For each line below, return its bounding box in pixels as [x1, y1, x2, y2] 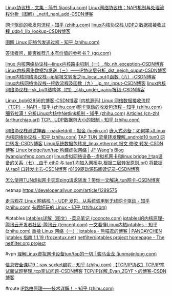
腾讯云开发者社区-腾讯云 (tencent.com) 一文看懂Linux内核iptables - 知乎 [5, 222, 158, 227]
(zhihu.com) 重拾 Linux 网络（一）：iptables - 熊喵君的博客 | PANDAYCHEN [5, 228, 162, 234]
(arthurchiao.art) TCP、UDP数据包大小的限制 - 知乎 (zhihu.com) [5, 117, 140, 123]
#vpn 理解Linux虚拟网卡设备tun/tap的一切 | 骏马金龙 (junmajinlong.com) [5, 251, 157, 256]
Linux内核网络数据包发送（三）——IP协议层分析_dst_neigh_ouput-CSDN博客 [5, 67, 167, 73]
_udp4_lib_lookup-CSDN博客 [9, 28, 71, 34]
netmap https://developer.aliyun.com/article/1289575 [5, 187, 118, 193]
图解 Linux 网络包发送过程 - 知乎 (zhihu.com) [5, 39, 100, 45]
